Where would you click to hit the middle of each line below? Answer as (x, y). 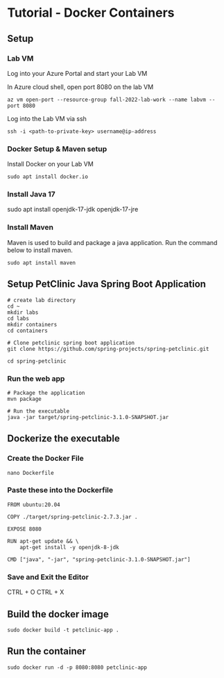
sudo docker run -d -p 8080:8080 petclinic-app (77, 667)
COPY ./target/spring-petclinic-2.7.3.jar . (72, 517)
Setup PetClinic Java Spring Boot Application (107, 284)
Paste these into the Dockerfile (60, 490)
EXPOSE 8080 (24, 529)
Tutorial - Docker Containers (91, 13)
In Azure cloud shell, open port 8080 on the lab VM (80, 87)
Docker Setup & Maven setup (57, 149)
